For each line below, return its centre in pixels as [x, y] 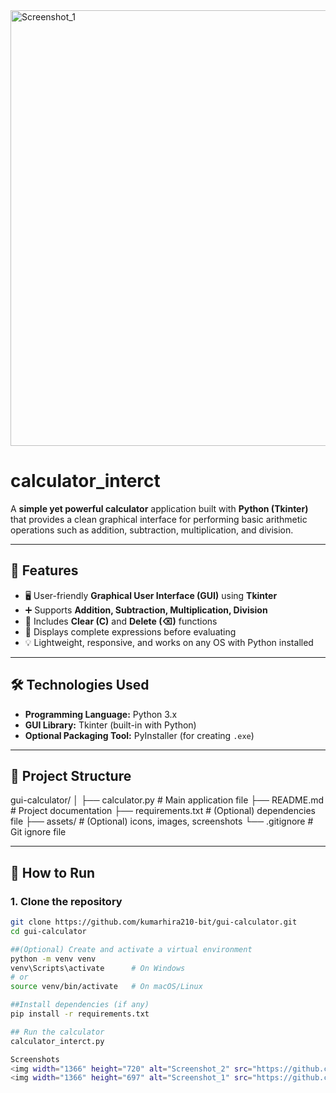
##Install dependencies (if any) [80, 1005]
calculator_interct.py [57, 1041]
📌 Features [44, 570]
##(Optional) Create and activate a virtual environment [131, 949]
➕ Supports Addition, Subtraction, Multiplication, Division [146, 610]
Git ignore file [38, 832]
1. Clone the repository [66, 901]
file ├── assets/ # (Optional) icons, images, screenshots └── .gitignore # [162, 821]
